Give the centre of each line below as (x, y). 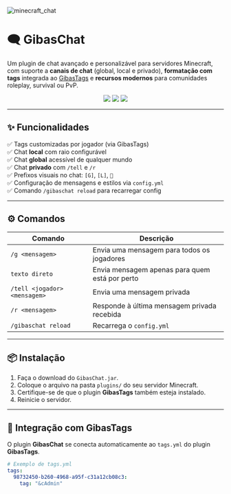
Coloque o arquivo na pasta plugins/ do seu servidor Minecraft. (108, 385)
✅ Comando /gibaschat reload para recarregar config (84, 190)
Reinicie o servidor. (44, 400)
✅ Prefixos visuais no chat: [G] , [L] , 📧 (60, 175)
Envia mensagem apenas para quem (151, 269)
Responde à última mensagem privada (154, 306)
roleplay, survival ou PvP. (43, 85)
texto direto (32, 274)
